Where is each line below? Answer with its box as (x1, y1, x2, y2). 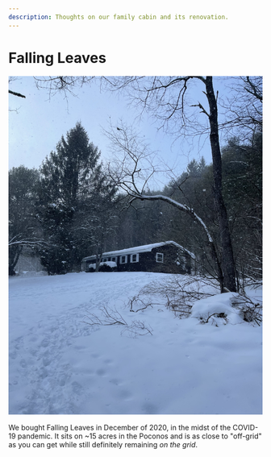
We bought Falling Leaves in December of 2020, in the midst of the (8, 422, 231, 432)
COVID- (232, 422, 259, 432)
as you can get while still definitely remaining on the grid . (8, 439, 198, 449)
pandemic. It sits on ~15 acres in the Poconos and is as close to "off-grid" (17, 431, 262, 441)
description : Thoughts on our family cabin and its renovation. (8, 13, 229, 21)
